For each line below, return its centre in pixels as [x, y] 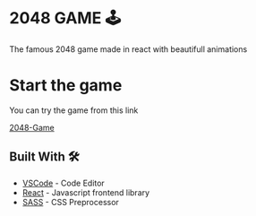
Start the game [66, 86]
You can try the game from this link [74, 110]
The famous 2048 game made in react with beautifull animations [128, 49]
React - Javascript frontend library [86, 192]
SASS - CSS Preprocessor [70, 202]
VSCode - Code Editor [63, 183]
